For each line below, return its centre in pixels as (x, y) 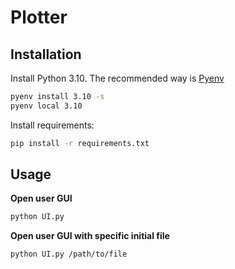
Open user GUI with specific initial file (90, 236)
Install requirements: (52, 125)
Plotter (39, 17)
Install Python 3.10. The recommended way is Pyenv (117, 78)
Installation (46, 54)
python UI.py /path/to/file (69, 254)
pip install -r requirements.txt (80, 143)
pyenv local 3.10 (46, 106)
